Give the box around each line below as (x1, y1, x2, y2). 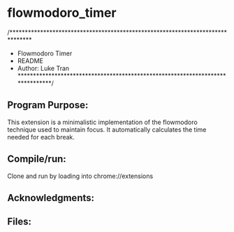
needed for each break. (7, 132, 75, 141)
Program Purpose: (7, 100, 89, 111)
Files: (7, 216, 31, 228)
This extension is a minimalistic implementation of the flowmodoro (7, 118, 198, 126)
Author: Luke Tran (17, 64, 70, 72)
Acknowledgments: (7, 191, 95, 204)
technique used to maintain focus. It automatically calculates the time (7, 125, 207, 134)
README (17, 56, 44, 64)
